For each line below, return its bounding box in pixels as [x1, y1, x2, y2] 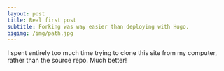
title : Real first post [7, 17, 77, 24]
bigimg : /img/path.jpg [7, 29, 73, 37]
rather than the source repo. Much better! [7, 56, 127, 65]
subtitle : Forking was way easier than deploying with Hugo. [7, 23, 190, 30]
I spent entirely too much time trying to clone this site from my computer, [7, 49, 217, 57]
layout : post [7, 10, 45, 17]
